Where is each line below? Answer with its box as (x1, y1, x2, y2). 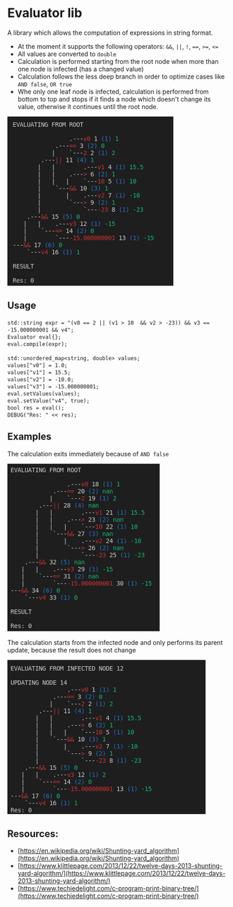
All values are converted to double (17, 50, 116, 58)
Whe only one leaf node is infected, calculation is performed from (17, 87, 210, 96)
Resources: (7, 828, 59, 840)
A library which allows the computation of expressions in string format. (7, 28, 213, 37)
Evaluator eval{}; (7, 333, 61, 341)
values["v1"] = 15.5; (7, 368, 71, 376)
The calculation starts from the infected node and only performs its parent (7, 638, 223, 646)
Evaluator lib (7, 5, 83, 21)
